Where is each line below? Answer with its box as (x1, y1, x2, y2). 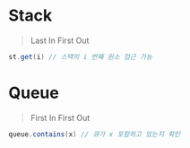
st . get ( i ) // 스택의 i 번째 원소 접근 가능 (8, 52, 153, 61)
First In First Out (30, 112, 91, 123)
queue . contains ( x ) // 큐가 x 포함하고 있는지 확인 (8, 129, 181, 139)
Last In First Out (30, 35, 90, 46)
